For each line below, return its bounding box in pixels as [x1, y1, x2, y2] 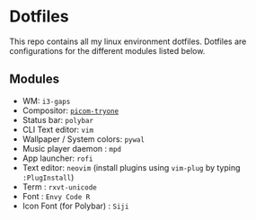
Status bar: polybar [22, 114, 94, 125]
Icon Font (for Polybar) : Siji [22, 200, 129, 211]
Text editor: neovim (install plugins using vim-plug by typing [22, 162, 241, 172]
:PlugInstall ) [22, 172, 75, 182]
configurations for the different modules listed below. [9, 45, 206, 56]
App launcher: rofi [22, 153, 93, 163]
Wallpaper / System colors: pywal [22, 133, 146, 145]
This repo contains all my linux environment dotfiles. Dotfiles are [9, 36, 247, 47]
